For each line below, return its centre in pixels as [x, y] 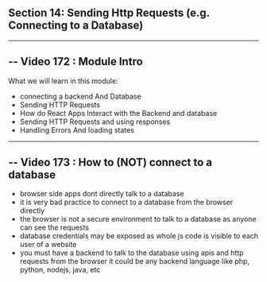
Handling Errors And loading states [77, 129]
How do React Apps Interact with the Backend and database [118, 113]
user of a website [48, 245]
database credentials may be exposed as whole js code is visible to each [139, 236]
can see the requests [54, 228]
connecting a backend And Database [80, 96]
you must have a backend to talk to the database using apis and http [132, 253]
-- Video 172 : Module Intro [75, 62]
